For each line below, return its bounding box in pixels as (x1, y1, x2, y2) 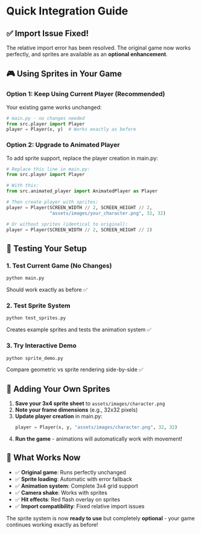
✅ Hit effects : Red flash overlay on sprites (14, 495, 121, 503)
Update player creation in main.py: (14, 413, 103, 420)
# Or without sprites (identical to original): (6, 221, 129, 227)
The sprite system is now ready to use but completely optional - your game (6, 514, 195, 522)
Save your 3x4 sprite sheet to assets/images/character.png (14, 400, 165, 407)
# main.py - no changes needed (6, 115, 85, 121)
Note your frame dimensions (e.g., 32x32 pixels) (14, 406, 138, 413)
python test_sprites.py (6, 315, 66, 321)
